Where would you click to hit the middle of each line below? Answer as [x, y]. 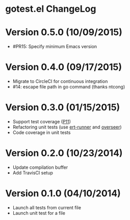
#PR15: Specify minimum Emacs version [55, 47]
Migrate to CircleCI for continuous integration [60, 81]
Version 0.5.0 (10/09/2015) [64, 32]
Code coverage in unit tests [42, 133]
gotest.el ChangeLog [51, 9]
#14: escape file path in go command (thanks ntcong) [69, 87]
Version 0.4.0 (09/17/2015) [64, 67]
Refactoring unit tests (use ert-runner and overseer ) [67, 127]
